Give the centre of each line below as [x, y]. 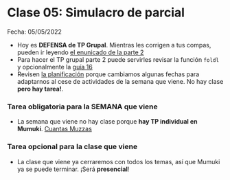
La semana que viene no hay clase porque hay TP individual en [107, 122]
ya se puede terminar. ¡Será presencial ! [73, 169]
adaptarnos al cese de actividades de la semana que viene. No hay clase [120, 81]
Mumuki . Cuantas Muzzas [55, 129]
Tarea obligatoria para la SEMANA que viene [82, 106]
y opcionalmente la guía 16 [55, 67]
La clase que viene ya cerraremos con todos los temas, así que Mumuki [118, 161]
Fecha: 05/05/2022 [34, 32]
